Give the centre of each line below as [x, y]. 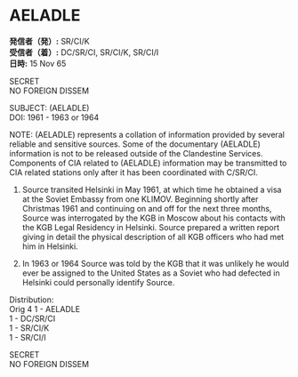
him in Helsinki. [50, 246]
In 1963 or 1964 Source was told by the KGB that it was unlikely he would [155, 263]
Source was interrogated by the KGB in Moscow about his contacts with [154, 218]
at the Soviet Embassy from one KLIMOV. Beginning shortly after [140, 199]
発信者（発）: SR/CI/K [50, 41]
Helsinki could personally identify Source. [98, 282]
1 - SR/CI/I [28, 337]
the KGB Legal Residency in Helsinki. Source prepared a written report [151, 227]
